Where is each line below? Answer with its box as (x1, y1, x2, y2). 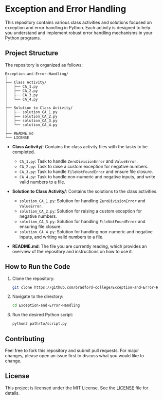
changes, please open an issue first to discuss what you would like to (5, 353, 145, 358)
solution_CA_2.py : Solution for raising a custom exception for (19, 208, 142, 214)
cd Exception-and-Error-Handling (12, 303, 80, 308)
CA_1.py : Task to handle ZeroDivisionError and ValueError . (19, 158, 138, 164)
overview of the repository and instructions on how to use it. (12, 248, 133, 254)
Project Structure (5, 49, 58, 57)
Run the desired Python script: (12, 312, 73, 318)
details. (5, 390, 20, 396)
